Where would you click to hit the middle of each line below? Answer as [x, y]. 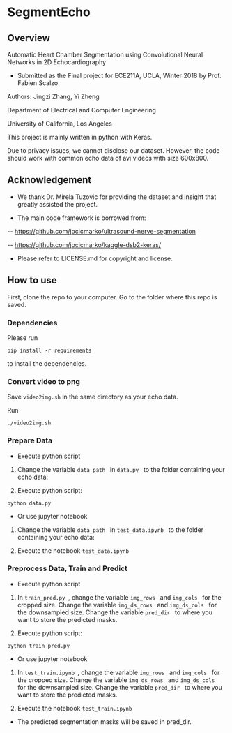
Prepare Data [30, 440]
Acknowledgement [49, 180]
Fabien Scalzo [38, 83]
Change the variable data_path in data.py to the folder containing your [121, 469]
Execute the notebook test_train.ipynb [75, 708]
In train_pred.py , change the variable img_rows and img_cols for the [119, 597]
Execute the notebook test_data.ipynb [73, 550]
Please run [23, 338]
